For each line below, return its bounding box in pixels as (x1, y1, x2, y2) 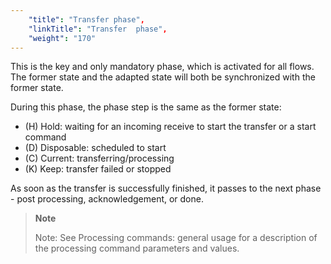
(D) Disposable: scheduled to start (24, 142, 167, 154)
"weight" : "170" (28, 33, 97, 43)
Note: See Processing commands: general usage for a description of (34, 232, 318, 244)
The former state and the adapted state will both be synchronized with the (10, 71, 316, 83)
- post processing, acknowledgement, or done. (10, 193, 204, 205)
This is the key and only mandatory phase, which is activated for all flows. (10, 61, 315, 73)
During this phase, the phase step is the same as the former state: (10, 101, 282, 113)
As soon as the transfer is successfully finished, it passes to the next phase (10, 182, 322, 195)
